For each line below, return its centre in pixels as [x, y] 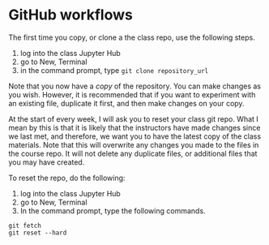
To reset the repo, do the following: [67, 178]
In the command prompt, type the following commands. [113, 211]
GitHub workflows [71, 15]
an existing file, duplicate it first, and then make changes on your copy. [126, 103]
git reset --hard [38, 233]
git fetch [25, 226]
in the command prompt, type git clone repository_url [114, 70]
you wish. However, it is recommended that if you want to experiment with [132, 94]
